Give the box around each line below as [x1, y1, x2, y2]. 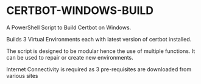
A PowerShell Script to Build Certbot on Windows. [6, 24, 132, 31]
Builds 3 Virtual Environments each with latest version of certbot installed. [6, 35, 192, 43]
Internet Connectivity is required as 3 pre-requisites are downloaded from [6, 65, 192, 73]
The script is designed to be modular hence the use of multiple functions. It [6, 47, 196, 55]
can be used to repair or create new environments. [6, 54, 134, 61]
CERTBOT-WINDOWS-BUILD [6, 4, 154, 18]
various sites [6, 72, 38, 79]
